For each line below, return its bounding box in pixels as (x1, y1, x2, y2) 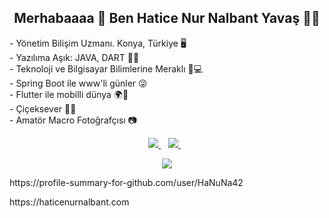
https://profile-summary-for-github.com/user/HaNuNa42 (9, 176, 244, 188)
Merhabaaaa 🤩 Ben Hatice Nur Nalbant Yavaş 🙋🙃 (13, 10, 321, 27)
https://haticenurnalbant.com (9, 196, 130, 208)
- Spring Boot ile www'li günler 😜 (9, 77, 148, 89)
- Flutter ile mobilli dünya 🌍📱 (9, 88, 129, 100)
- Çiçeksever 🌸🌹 (9, 102, 77, 115)
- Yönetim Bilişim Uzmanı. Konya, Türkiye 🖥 (9, 37, 187, 49)
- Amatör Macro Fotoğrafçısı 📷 (9, 114, 137, 126)
